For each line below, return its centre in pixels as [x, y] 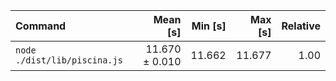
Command [41, 26]
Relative [301, 26]
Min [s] [209, 26]
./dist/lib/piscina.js [69, 60]
